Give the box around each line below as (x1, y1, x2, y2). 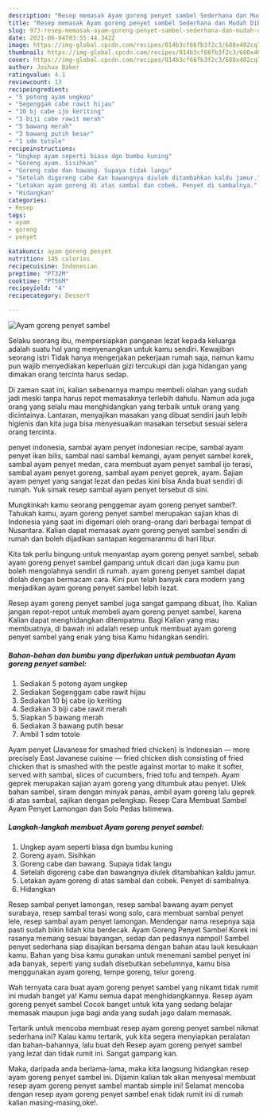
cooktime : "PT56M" (8, 277, 69, 285)
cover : (8, 56, 30, 64)
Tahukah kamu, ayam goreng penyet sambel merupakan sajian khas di (8, 509, 238, 518)
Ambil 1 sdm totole (19, 729, 81, 739)
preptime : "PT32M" (8, 269, 69, 278)
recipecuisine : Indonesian (8, 262, 98, 270)
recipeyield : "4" (8, 284, 66, 292)
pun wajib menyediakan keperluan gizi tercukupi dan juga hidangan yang (8, 361, 248, 370)
